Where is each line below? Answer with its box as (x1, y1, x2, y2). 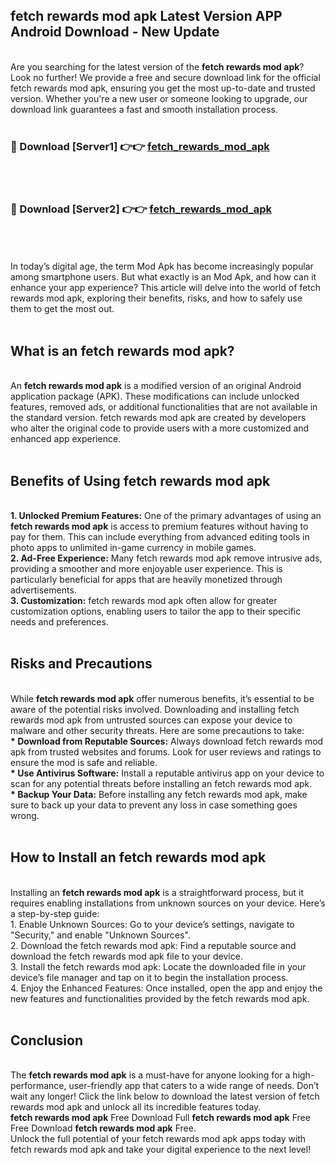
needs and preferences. (10, 616, 109, 628)
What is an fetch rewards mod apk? (10, 342, 235, 359)
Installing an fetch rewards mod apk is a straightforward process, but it (10, 886, 304, 898)
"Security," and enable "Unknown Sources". (10, 929, 191, 941)
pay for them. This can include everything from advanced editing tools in (10, 531, 310, 543)
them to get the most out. (10, 303, 115, 315)
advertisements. (10, 584, 77, 596)
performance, (10, 1080, 67, 1092)
